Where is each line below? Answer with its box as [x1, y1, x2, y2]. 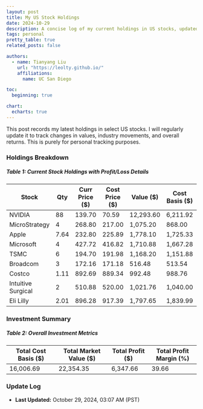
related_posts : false [6, 43, 61, 49]
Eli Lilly [9, 296, 29, 305]
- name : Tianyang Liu [11, 59, 66, 65]
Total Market [63, 346, 101, 355]
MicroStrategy [9, 220, 50, 229]
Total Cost [16, 346, 47, 355]
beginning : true [11, 92, 53, 98]
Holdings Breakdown [6, 153, 69, 162]
